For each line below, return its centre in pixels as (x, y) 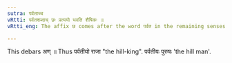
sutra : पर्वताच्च (25, 13)
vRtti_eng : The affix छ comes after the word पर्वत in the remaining (106, 26)
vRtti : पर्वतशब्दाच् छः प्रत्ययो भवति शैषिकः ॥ (56, 20)
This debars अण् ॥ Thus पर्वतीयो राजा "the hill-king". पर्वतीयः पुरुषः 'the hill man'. (109, 51)
